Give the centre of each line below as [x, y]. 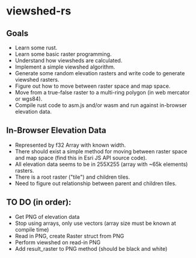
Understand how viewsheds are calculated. [69, 60]
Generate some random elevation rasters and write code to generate [100, 73]
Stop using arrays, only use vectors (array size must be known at [95, 223]
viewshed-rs [39, 11]
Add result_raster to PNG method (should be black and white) [91, 248]
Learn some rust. [36, 48]
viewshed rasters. [37, 80]
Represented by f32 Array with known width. [70, 145]
